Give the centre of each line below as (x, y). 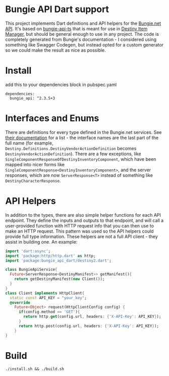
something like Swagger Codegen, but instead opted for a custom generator (84, 44)
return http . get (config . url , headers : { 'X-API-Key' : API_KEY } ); (92, 317)
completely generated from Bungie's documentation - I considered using (81, 39)
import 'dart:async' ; (28, 251)
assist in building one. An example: (41, 242)
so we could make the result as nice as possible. (55, 50)
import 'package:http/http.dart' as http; (50, 256)
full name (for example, (29, 143)
